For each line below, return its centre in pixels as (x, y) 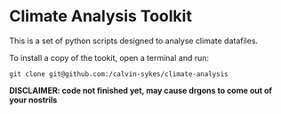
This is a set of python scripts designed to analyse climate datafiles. (134, 41)
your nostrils (33, 100)
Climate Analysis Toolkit (101, 16)
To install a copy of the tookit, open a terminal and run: (109, 57)
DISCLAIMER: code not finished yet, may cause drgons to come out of (141, 90)
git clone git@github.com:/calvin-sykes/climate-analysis (119, 74)
